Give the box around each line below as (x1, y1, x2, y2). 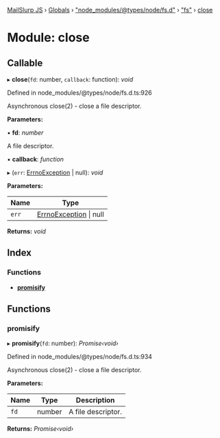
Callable (7, 57, 43, 69)
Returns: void (7, 227, 47, 235)
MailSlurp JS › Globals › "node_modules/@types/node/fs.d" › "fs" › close (7, 6, 213, 14)
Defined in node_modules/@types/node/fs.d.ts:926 (7, 89, 152, 97)
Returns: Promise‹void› (7, 425, 74, 433)
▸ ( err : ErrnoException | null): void (7, 168, 103, 176)
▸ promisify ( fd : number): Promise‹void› (7, 339, 119, 347)
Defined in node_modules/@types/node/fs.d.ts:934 (7, 353, 153, 361)
